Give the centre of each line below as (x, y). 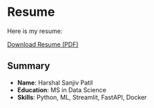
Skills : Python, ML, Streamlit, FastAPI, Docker (82, 97)
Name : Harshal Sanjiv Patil (55, 83)
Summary (29, 66)
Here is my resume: (35, 31)
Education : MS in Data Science (62, 89)
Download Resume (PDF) (43, 44)
